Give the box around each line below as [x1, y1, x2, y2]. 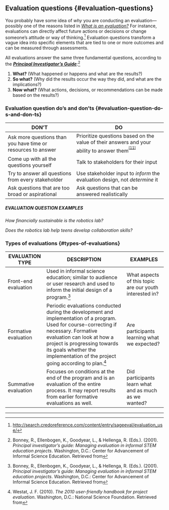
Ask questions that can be [76, 184, 138, 192]
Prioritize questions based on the [76, 133, 154, 140]
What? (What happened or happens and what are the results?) [12, 71, 142, 77]
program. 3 [46, 293, 71, 301]
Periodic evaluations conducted [46, 302, 122, 309]
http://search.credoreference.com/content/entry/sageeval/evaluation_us [12, 422, 163, 428]
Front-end [8, 278, 33, 285]
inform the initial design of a [46, 287, 112, 294]
